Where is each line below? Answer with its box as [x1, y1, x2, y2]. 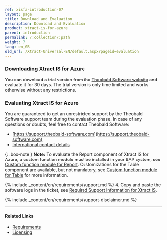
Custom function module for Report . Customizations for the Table [5, 162, 139, 168]
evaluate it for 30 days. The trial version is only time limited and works [5, 81, 149, 87]
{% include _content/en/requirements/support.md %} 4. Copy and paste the [5, 182, 161, 188]
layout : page [5, 12, 32, 17]
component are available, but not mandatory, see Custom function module [5, 167, 158, 173]
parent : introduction [5, 30, 50, 35]
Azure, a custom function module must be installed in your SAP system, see [5, 157, 161, 162]
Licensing [12, 229, 33, 235]
